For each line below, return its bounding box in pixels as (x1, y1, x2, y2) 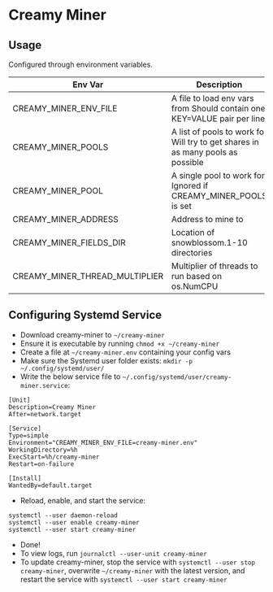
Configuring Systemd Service (8, 308, 162, 322)
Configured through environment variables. (8, 59, 153, 69)
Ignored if (171, 181, 209, 191)
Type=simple (8, 431, 49, 440)
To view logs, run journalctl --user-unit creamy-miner (19, 548, 207, 558)
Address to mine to (171, 214, 244, 224)
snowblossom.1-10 (171, 237, 248, 248)
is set (171, 201, 193, 211)
